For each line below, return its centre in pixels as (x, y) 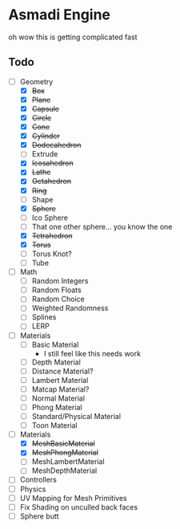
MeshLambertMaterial (68, 462)
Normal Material (58, 398)
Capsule (46, 108)
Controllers (38, 480)
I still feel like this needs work (92, 353)
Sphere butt (39, 516)
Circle (42, 118)
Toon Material (54, 425)
